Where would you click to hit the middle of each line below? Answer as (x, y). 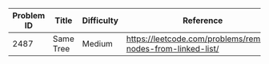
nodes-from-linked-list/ (173, 49)
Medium (98, 44)
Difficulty (100, 21)
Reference (203, 21)
